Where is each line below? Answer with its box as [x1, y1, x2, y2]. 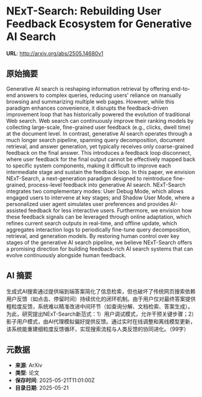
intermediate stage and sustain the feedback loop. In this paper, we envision [6, 168, 195, 175]
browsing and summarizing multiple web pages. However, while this [6, 98, 174, 105]
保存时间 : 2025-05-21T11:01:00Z [14, 377, 95, 384]
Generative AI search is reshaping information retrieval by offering [6, 85, 170, 92]
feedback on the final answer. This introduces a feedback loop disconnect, [6, 149, 192, 156]
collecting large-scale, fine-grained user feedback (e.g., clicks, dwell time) [6, 123, 191, 131]
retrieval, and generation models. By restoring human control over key [6, 232, 180, 239]
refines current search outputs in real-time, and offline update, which [6, 219, 177, 227]
